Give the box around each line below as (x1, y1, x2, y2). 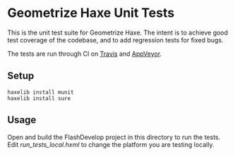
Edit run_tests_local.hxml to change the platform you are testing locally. (7, 140, 215, 149)
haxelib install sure (7, 95, 71, 102)
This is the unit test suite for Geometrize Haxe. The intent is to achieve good (7, 28, 228, 37)
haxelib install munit (7, 88, 74, 96)
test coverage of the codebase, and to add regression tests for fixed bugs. (7, 35, 224, 44)
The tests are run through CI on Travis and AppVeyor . (7, 49, 162, 58)
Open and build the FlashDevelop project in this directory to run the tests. (7, 133, 221, 141)
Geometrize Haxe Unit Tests (7, 5, 175, 21)
